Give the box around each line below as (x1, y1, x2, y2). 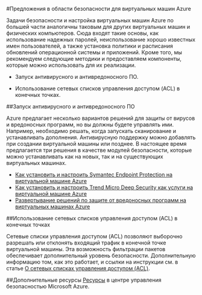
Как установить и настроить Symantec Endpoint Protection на (14, 171, 173, 178)
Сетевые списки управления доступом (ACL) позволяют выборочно (6, 233, 183, 240)
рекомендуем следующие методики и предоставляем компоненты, (6, 55, 182, 62)
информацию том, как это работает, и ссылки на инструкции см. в (6, 258, 178, 265)
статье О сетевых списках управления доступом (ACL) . (6, 265, 150, 272)
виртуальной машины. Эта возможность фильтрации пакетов (6, 246, 166, 252)
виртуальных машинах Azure (14, 203, 90, 210)
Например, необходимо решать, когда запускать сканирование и (6, 128, 177, 134)
